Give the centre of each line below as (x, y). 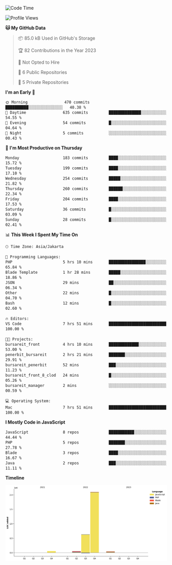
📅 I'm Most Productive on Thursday (44, 148)
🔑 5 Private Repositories (43, 82)
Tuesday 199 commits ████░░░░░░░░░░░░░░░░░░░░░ (86, 168)
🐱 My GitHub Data (26, 28)
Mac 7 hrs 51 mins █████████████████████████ (86, 408)
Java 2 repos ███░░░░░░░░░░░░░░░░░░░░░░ (86, 463)
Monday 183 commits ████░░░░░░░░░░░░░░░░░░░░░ (86, 158)
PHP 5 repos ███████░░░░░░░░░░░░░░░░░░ (86, 443)
